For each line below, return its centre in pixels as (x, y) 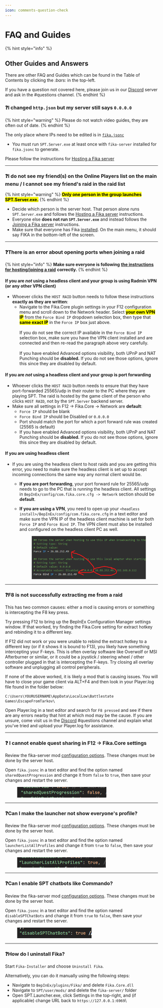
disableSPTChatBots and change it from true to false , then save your (73, 915)
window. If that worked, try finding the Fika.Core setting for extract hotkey (79, 627)
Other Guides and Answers (47, 63)
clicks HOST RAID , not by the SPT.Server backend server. (68, 401)
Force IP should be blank (45, 411)
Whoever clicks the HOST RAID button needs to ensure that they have (80, 385)
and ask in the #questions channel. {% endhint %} (55, 95)
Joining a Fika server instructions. (46, 224)
